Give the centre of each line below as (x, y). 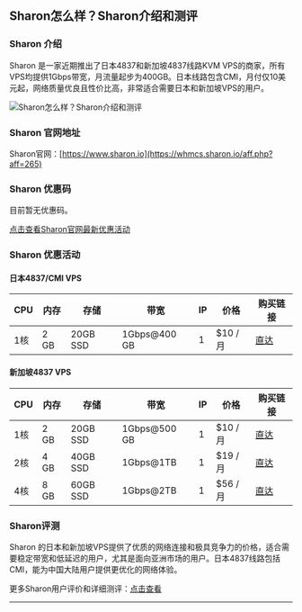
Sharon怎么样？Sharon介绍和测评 (104, 16)
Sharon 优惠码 (40, 189)
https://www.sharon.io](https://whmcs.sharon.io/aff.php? (167, 153)
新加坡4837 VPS (40, 372)
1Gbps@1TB (149, 462)
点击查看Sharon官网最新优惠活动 (70, 229)
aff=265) (26, 164)
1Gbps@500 (149, 428)
